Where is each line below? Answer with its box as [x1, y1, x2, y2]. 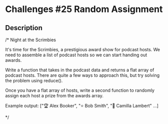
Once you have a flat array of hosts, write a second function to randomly [5, 87, 155, 93]
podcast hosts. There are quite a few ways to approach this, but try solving [5, 72, 160, 78]
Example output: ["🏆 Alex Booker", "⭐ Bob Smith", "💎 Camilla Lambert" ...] [5, 103, 159, 108]
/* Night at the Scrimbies [5, 37, 56, 43]
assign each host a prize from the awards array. [5, 93, 104, 98]
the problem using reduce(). [5, 78, 63, 83]
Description [5, 24, 42, 32]
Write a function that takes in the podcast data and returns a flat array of [5, 67, 154, 73]
